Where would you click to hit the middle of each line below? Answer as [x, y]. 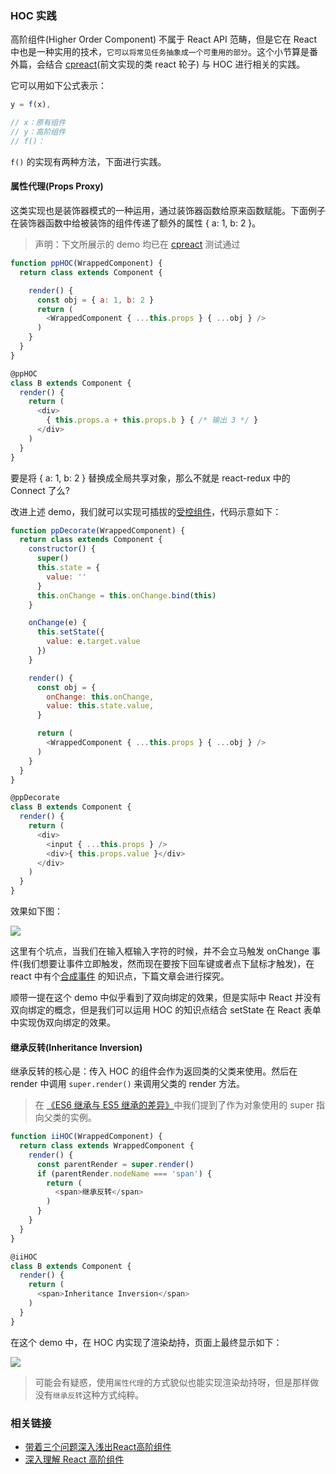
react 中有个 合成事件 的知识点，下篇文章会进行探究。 [120, 976]
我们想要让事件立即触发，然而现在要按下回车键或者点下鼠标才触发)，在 [168, 963]
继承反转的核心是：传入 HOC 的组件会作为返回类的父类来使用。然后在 [154, 1071]
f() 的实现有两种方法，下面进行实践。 [88, 161]
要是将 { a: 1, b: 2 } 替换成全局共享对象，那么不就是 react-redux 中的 [150, 478]
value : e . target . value [93, 642]
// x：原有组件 [38, 123]
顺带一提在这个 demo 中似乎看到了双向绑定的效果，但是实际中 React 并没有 [166, 997]
